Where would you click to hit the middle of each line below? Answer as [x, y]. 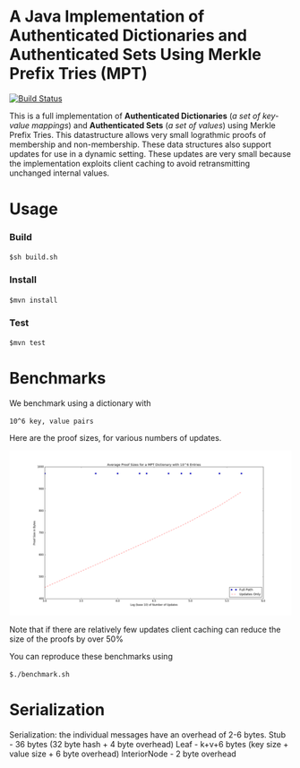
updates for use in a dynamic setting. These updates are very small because [150, 153]
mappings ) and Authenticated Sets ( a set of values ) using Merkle [153, 125]
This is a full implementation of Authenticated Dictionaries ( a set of [135, 116]
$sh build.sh [34, 257]
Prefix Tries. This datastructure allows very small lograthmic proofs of [138, 134]
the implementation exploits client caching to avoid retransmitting [130, 163]
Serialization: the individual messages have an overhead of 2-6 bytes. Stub [148, 735]
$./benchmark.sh [39, 675]
